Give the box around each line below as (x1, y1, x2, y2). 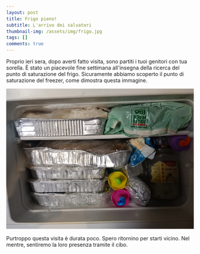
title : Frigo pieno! (6, 15, 58, 22)
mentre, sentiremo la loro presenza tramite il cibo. (6, 241, 128, 248)
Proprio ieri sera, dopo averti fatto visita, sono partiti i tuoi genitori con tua (6, 58, 187, 65)
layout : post (6, 9, 39, 15)
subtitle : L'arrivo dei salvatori (6, 22, 92, 28)
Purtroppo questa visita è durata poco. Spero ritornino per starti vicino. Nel (6, 235, 190, 242)
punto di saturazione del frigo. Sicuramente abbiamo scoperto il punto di (6, 71, 185, 77)
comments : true (6, 41, 44, 47)
